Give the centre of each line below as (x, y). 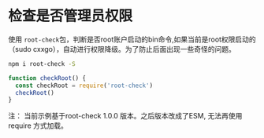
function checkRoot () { (47, 78)
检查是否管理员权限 (71, 16)
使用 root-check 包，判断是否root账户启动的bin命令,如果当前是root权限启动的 (132, 39)
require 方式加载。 (38, 125)
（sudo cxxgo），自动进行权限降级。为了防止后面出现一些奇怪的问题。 (122, 49)
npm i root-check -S (42, 64)
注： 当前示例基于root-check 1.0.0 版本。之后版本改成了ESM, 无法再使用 (125, 116)
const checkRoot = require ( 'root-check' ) (84, 85)
